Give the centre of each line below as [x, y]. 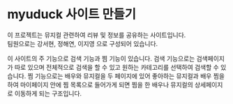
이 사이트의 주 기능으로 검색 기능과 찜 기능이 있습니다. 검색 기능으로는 [101, 58]
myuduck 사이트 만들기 [72, 14]
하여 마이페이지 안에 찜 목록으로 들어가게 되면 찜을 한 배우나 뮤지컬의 [100, 84]
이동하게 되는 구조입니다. [48, 93]
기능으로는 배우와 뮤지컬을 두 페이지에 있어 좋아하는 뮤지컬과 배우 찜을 [130, 76]
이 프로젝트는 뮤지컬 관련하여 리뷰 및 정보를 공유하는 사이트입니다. [97, 35]
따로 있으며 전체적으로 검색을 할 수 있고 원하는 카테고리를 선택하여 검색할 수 [117, 67]
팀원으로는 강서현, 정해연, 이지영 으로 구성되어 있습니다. [83, 43]
